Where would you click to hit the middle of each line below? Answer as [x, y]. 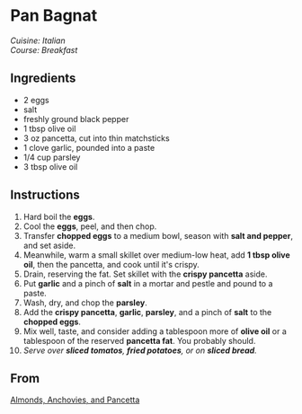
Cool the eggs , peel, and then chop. [90, 226]
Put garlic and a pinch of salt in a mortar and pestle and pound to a [148, 283]
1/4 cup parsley [52, 157]
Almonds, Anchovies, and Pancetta [75, 400]
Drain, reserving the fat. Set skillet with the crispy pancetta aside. [145, 274]
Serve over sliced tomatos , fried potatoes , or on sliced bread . [140, 350]
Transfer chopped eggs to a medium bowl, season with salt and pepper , [158, 235]
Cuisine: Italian [38, 40]
